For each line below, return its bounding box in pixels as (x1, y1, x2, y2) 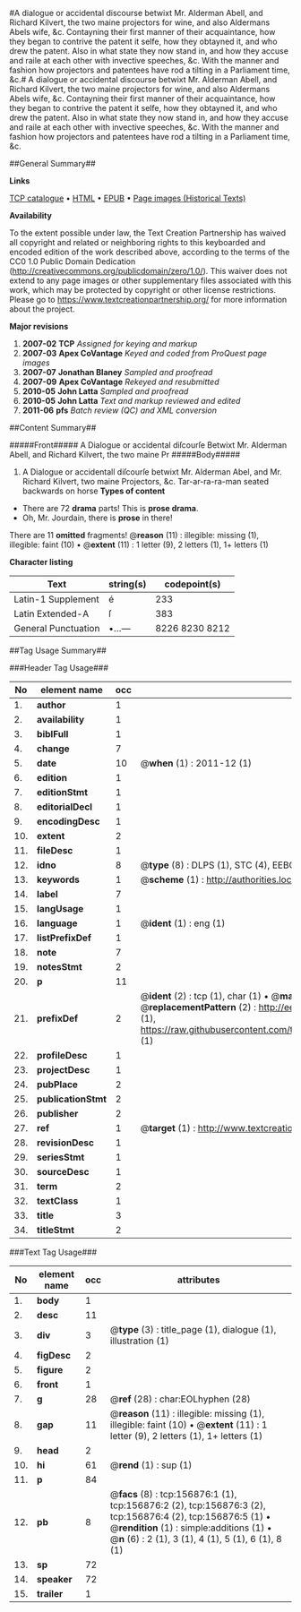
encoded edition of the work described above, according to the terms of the (9, 246, 290, 257)
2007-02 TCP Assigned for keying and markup (21, 339, 198, 348)
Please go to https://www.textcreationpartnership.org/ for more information (9, 295, 288, 304)
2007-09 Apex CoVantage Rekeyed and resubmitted (21, 376, 219, 387)
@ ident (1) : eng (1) (140, 917, 226, 930)
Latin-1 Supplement (13, 593, 100, 605)
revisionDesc (37, 1136, 94, 1149)
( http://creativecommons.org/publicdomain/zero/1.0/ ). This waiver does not (9, 266, 288, 276)
